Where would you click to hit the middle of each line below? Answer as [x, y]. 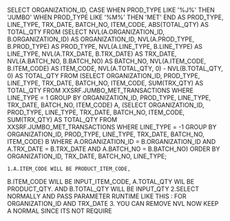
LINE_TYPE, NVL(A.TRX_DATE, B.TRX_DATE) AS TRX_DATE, [92, 54]
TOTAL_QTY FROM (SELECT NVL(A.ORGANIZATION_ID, [86, 32]
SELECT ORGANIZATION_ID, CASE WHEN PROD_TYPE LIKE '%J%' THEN [111, 10]
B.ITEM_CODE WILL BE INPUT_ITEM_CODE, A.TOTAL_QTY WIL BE [101, 181]
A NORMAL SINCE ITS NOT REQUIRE [60, 211]
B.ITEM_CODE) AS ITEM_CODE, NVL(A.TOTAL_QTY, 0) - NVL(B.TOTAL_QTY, [115, 69]
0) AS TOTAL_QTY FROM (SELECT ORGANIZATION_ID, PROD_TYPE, [104, 76]
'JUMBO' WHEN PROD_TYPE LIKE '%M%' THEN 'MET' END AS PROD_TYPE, [115, 17]
